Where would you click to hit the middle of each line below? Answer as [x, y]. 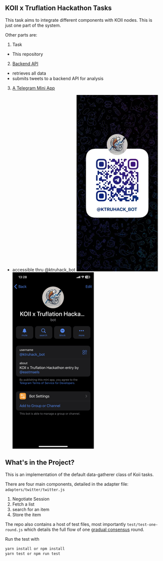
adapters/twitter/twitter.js [35, 490]
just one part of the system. [33, 25]
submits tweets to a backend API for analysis [58, 78]
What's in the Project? [40, 462]
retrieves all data [29, 73]
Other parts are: [21, 35]
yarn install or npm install [35, 549]
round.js [14, 530]
